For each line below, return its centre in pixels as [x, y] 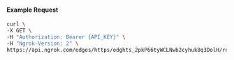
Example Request [32, 10]
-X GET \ [19, 31]
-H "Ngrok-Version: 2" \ [43, 43]
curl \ [16, 24]
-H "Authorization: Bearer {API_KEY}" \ [66, 37]
